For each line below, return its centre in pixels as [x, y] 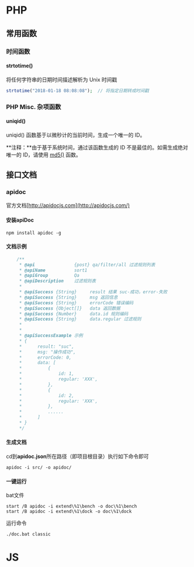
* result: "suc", [47, 347]
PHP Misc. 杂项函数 [34, 107]
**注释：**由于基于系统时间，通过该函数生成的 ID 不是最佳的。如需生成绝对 [97, 147]
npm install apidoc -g [34, 233]
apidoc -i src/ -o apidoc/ [39, 467]
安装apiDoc [20, 220]
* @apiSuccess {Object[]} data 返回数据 [70, 308]
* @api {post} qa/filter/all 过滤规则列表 [87, 264]
